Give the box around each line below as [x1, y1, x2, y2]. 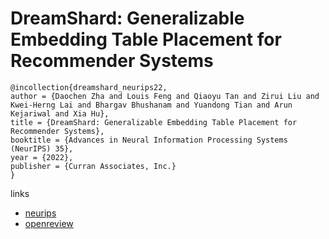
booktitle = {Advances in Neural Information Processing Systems [10, 135, 288, 145]
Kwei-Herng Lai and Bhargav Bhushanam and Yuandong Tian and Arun [10, 100, 293, 110]
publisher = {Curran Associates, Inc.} [10, 161, 177, 171]
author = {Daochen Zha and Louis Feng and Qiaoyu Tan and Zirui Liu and [10, 91, 320, 101]
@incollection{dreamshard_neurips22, [10, 82, 168, 92]
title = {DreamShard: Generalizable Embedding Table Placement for [10, 117, 298, 127]
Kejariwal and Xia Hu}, [10, 108, 110, 119]
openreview [24, 217, 74, 229]
